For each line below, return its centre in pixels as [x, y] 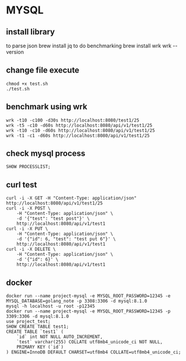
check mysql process [46, 153]
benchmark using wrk [47, 107]
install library [31, 32]
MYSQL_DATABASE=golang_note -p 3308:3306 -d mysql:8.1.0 [77, 301]
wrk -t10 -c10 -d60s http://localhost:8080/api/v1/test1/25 [81, 130]
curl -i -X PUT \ [27, 229]
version [15, 52]
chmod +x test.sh [27, 84]
